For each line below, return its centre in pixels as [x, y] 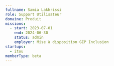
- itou [17, 51]
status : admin [29, 38]
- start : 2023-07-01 [31, 28]
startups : [16, 47]
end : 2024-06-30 [31, 33]
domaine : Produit [23, 19]
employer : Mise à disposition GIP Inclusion [62, 42]
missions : [16, 24]
